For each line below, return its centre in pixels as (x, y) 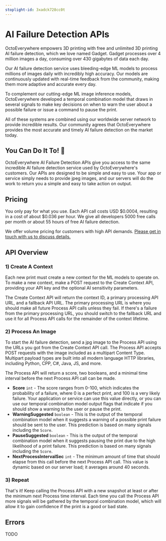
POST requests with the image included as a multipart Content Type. (75, 353)
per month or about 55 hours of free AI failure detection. (62, 222)
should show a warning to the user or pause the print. (67, 409)
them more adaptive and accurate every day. (51, 84)
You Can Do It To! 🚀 (35, 150)
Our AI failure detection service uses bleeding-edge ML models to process (81, 68)
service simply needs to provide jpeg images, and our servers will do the (79, 178)
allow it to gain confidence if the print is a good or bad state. (67, 507)
